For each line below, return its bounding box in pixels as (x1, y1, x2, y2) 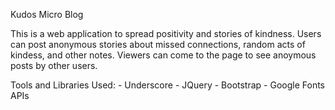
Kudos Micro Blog (10, 9, 84, 20)
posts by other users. (10, 60, 98, 71)
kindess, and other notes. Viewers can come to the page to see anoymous (10, 49, 317, 61)
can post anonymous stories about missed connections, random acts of (10, 39, 306, 50)
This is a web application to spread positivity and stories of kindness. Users (10, 28, 322, 39)
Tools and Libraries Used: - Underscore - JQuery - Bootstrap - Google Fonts (10, 79, 325, 91)
